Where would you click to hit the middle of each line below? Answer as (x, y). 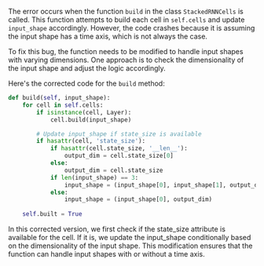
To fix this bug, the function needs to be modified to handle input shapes (126, 51)
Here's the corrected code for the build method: (86, 83)
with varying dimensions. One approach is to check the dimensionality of (126, 60)
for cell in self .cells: (63, 105)
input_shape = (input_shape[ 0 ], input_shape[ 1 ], (145, 185)
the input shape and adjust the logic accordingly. (87, 68)
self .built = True (52, 214)
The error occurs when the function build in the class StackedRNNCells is (126, 11)
